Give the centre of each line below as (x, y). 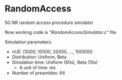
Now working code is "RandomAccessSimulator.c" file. (61, 32)
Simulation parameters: (29, 42)
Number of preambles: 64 (38, 72)
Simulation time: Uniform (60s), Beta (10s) (55, 62)
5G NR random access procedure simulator (49, 22)
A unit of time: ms (37, 67)
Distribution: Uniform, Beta (39, 57)
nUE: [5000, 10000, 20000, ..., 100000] (52, 51)
